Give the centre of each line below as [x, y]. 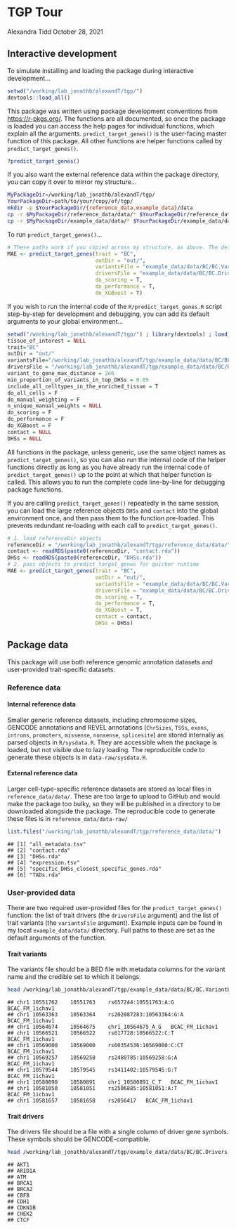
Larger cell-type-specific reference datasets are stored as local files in [110, 789]
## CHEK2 [20, 1214]
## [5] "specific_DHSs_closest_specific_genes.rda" [84, 869]
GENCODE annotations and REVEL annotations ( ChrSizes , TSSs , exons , [108, 727]
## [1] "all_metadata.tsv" [47, 844]
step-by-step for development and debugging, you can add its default [108, 314]
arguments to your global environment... [65, 321]
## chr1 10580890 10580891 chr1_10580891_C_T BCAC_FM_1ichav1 [113, 1082]
